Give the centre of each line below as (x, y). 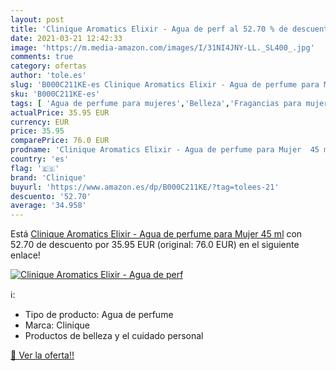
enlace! (25, 255)
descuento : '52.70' (51, 196)
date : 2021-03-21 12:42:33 (66, 38)
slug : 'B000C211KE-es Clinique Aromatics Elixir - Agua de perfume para (165, 85)
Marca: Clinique (57, 325)
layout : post (37, 19)
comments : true (42, 57)
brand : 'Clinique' (48, 177)
